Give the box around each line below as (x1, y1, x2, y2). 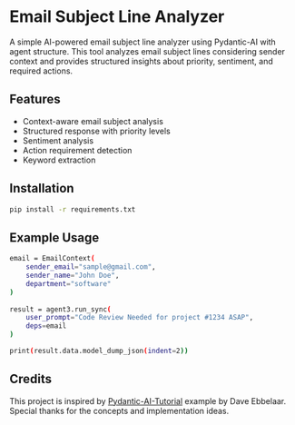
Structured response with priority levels (22, 125, 171, 136)
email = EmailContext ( (9, 254, 95, 263)
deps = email (25, 321, 67, 331)
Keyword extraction (22, 154, 96, 165)
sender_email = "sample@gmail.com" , (25, 262, 156, 272)
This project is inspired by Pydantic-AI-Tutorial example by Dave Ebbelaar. (9, 395, 287, 406)
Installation (9, 181, 74, 196)
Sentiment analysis (22, 134, 93, 146)
